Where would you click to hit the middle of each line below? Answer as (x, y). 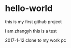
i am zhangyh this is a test (31, 31)
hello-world (29, 8)
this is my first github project (33, 22)
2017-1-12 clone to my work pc (35, 40)
